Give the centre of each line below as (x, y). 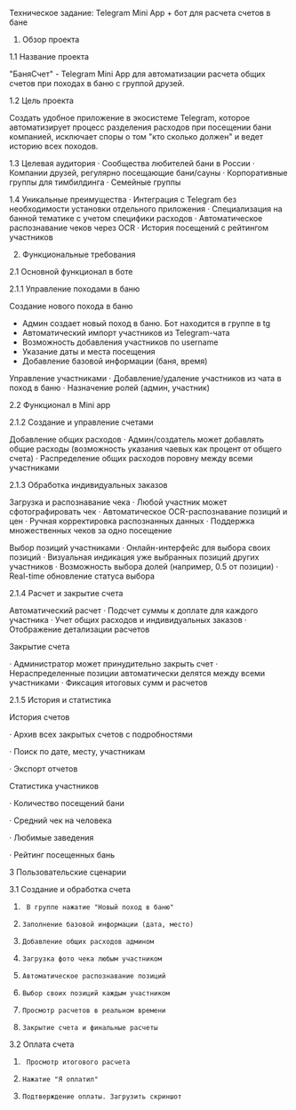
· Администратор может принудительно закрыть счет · (114, 664)
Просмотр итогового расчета (78, 1062)
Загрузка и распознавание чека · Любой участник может (118, 502)
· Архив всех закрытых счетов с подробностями (101, 734)
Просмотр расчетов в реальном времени (94, 1010)
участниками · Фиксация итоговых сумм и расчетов (108, 683)
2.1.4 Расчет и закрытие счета (66, 593)
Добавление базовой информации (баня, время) (115, 361)
